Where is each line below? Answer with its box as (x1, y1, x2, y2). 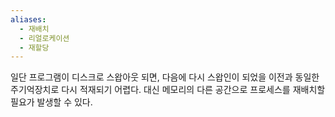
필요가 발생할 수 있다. (10, 96, 93, 108)
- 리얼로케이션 (19, 33, 70, 43)
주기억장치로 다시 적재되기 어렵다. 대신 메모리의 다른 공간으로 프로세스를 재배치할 (10, 84, 326, 96)
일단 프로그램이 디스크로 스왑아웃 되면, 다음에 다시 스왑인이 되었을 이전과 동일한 (10, 71, 320, 83)
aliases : (10, 14, 47, 25)
